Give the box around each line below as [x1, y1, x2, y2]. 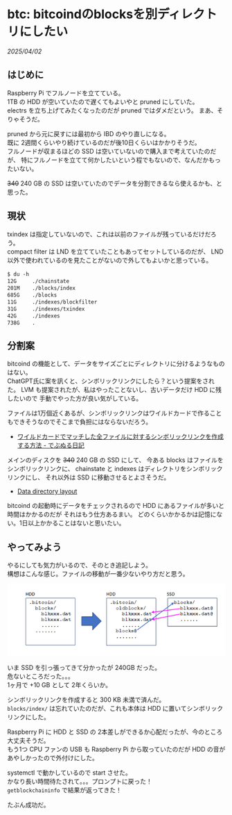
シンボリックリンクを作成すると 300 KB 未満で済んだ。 [7, 695, 166, 704]
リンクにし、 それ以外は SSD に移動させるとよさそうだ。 [7, 473, 170, 481]
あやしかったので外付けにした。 [7, 753, 98, 762]
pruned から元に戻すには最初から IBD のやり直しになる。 [7, 129, 170, 138]
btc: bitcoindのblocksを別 [7, 6, 158, 22]
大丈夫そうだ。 [7, 736, 50, 744]
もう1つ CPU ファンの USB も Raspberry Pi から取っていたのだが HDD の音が [7, 745, 226, 753]
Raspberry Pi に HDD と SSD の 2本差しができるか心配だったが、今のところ [7, 727, 223, 736]
